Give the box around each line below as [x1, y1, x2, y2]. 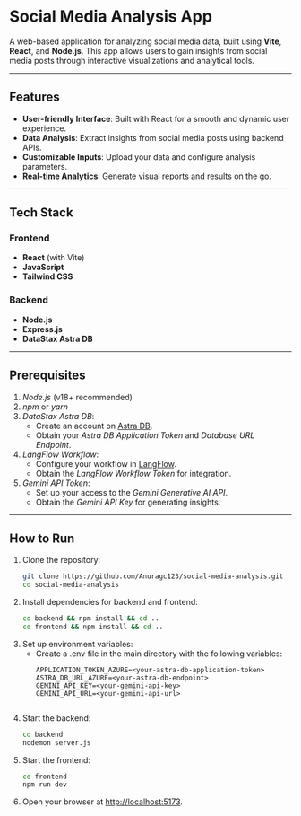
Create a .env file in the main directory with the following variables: [35, 648, 283, 659]
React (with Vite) [21, 252, 85, 263]
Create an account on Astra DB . [35, 420, 153, 431]
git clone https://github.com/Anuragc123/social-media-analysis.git [21, 572, 284, 581]
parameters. [21, 161, 68, 171]
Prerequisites [9, 368, 86, 383]
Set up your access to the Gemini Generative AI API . [35, 487, 228, 497]
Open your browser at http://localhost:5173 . [21, 796, 184, 807]
